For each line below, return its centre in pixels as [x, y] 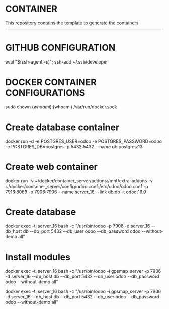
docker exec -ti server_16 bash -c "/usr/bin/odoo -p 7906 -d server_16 [78, 226]
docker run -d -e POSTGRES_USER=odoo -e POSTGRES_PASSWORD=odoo [84, 141]
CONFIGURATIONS [45, 93]
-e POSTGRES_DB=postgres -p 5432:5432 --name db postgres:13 [74, 146]
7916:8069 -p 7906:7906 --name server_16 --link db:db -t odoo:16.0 [76, 192]
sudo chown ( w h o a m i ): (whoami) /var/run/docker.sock [61, 107]
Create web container [52, 167]
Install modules [38, 257]
